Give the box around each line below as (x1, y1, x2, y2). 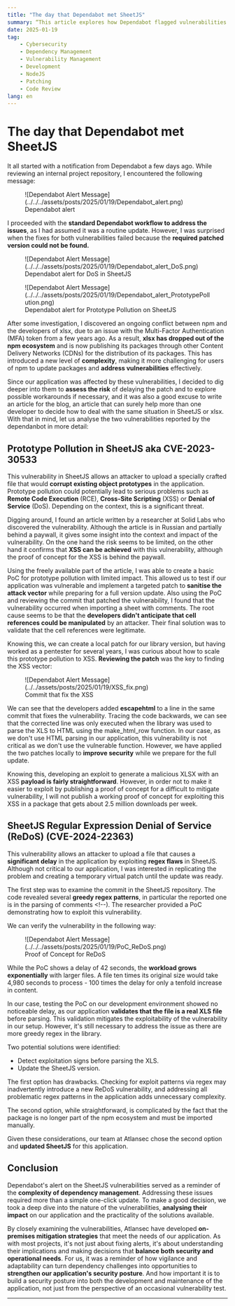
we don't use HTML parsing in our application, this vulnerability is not (7, 734, 208, 742)
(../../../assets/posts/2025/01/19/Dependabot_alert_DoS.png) (24, 262, 199, 271)
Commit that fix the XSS (24, 691, 94, 699)
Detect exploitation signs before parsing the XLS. (17, 1056, 159, 1065)
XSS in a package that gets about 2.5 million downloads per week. (7, 800, 198, 808)
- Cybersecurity (20, 41, 68, 48)
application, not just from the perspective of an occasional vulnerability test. (7, 1284, 227, 1292)
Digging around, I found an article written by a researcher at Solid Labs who (7, 516, 225, 524)
